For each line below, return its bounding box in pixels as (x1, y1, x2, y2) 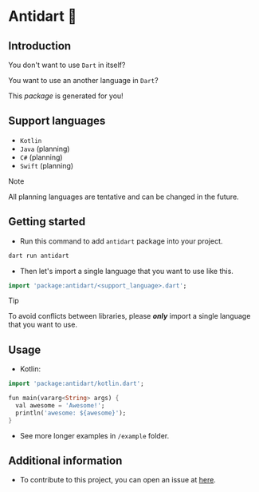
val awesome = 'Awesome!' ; (15, 401, 105, 410)
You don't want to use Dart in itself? (8, 60, 126, 69)
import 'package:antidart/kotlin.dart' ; (8, 379, 145, 388)
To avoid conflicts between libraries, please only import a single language (8, 311, 251, 321)
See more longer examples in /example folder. (19, 430, 170, 440)
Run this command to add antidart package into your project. (19, 236, 223, 246)
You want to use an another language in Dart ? (8, 76, 159, 85)
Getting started (8, 215, 86, 228)
